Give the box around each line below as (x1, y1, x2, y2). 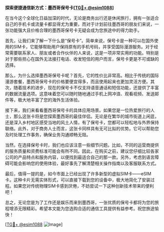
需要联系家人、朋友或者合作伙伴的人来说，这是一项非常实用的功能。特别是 (9, 50, 159, 56)
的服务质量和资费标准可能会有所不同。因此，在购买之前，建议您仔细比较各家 (5, 148, 159, 154)
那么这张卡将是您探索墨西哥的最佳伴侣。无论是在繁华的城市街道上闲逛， (13, 113, 159, 119)
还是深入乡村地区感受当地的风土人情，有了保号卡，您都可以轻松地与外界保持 (5, 120, 159, 125)
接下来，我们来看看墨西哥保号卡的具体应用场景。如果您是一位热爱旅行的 (5, 107, 150, 113)
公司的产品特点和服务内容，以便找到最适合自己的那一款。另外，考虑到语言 (5, 154, 155, 160)
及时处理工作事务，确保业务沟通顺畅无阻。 (5, 132, 91, 137)
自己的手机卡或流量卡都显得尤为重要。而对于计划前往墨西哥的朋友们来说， (5, 21, 155, 27)
